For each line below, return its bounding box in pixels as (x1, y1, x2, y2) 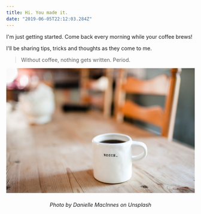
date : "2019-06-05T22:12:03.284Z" (6, 15, 93, 22)
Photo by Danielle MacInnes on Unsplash (50, 201, 151, 208)
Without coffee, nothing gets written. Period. (20, 56, 130, 63)
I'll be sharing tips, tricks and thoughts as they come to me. (6, 45, 153, 52)
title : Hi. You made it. (6, 10, 68, 15)
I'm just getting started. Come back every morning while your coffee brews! (6, 33, 193, 40)
